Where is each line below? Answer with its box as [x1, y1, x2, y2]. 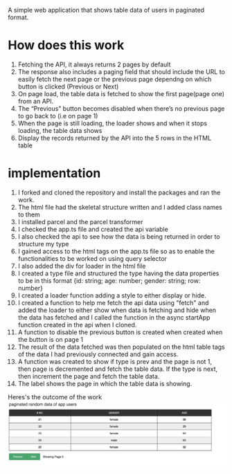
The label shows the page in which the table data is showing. [17, 379, 193, 388]
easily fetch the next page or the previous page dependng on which [17, 75, 212, 83]
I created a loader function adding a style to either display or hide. [17, 291, 206, 300]
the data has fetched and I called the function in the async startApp [17, 313, 211, 321]
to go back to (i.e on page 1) [17, 111, 98, 120]
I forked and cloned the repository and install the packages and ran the [17, 188, 221, 197]
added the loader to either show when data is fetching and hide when [17, 306, 217, 314]
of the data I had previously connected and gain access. [17, 349, 179, 358]
